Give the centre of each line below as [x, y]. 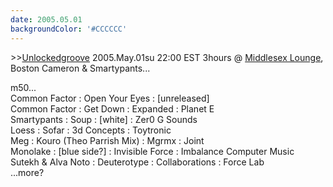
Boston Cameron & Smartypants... [80, 68]
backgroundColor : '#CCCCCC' [69, 29]
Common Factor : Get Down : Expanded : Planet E [112, 108]
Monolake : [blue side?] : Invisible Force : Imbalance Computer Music [152, 151]
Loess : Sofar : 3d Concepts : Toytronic [91, 130]
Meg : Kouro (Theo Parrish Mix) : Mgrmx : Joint [107, 140]
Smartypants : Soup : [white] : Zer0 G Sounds [104, 119]
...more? [27, 172]
